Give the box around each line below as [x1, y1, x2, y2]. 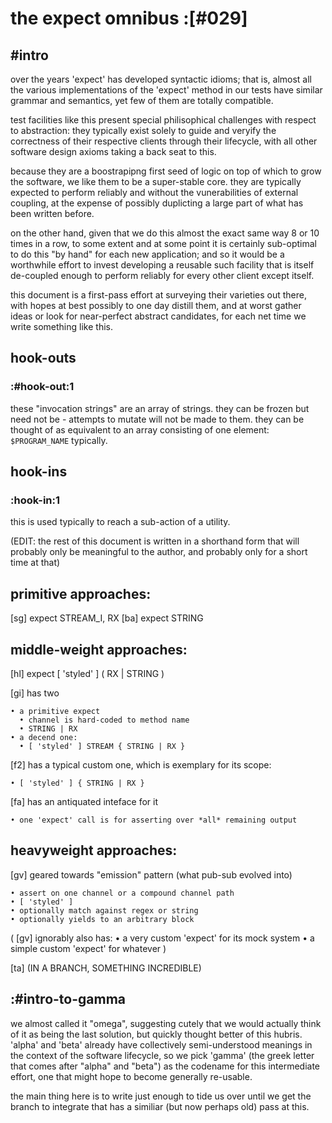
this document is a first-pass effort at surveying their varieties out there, [10, 289, 308, 301]
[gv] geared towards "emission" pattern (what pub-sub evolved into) [10, 868, 293, 881]
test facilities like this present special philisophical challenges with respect [10, 114, 317, 126]
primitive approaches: [10, 585, 152, 602]
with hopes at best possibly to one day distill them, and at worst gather [10, 300, 302, 311]
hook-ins [10, 463, 68, 481]
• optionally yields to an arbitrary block [10, 914, 195, 924]
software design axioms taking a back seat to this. [10, 146, 217, 157]
